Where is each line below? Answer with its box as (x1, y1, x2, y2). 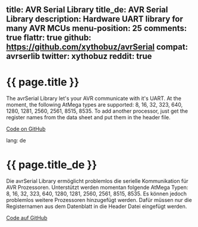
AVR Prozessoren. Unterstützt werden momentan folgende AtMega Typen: (6, 184, 188, 191)
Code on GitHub (6, 125, 46, 133)
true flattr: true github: (6, 33, 92, 43)
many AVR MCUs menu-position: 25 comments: (6, 23, 187, 33)
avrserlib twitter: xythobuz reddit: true (6, 51, 152, 61)
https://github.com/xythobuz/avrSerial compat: (6, 42, 188, 52)
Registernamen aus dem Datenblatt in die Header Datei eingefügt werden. (6, 203, 187, 210)
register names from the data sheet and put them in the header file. (6, 114, 171, 121)
